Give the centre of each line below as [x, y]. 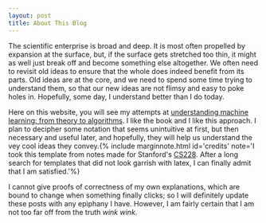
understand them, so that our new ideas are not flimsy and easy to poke [126, 88]
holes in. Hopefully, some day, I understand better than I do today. [116, 96]
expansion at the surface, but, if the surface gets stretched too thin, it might [132, 54]
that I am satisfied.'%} [44, 171]
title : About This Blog [48, 23]
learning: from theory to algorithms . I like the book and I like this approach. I [132, 120]
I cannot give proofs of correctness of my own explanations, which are [124, 186]
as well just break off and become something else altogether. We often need [133, 63]
